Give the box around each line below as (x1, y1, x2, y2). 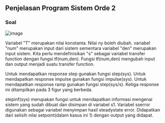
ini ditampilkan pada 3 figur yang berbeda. (5, 87, 92, 93)
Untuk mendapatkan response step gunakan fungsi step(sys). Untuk (5, 71, 146, 77)
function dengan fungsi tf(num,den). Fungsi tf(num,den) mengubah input (5, 56, 155, 62)
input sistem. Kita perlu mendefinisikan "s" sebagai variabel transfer (5, 50, 145, 56)
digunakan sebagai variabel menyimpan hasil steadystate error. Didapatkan (5, 107, 160, 113)
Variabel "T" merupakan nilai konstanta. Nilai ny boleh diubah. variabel (5, 40, 150, 46)
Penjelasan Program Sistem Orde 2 (5, 4, 116, 12)
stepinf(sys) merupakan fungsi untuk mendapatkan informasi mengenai (5, 96, 152, 102)
